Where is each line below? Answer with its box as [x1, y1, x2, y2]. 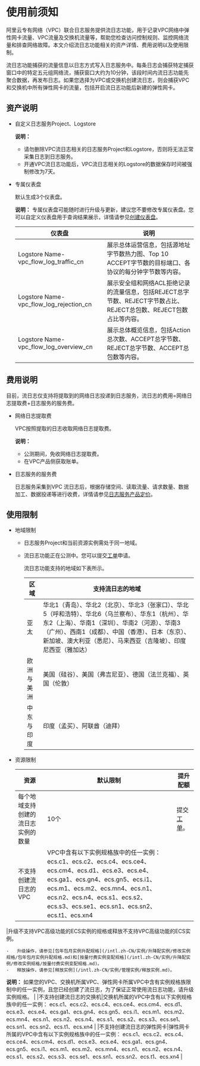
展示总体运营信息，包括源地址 [107, 240, 190, 249]
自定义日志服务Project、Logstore [14, 120, 96, 127]
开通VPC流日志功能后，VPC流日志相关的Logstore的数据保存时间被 [23, 160, 187, 167]
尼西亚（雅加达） [42, 646, 91, 654]
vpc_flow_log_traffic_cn [17, 258, 84, 266]
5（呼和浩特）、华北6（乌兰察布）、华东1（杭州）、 [42, 610, 183, 618]
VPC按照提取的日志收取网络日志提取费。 [14, 425, 115, 432]
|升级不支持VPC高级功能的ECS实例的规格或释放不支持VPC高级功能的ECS [6, 927, 186, 935]
